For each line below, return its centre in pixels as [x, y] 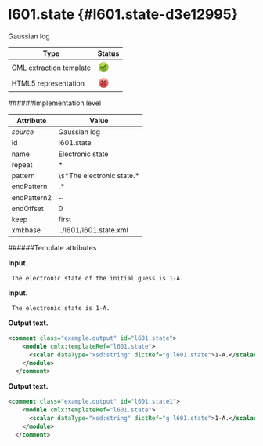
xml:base [26, 230]
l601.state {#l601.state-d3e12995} [123, 15]
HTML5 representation [48, 83]
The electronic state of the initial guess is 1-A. [97, 278]
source [23, 132]
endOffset [28, 208]
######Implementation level [55, 103]
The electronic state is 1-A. [61, 308]
